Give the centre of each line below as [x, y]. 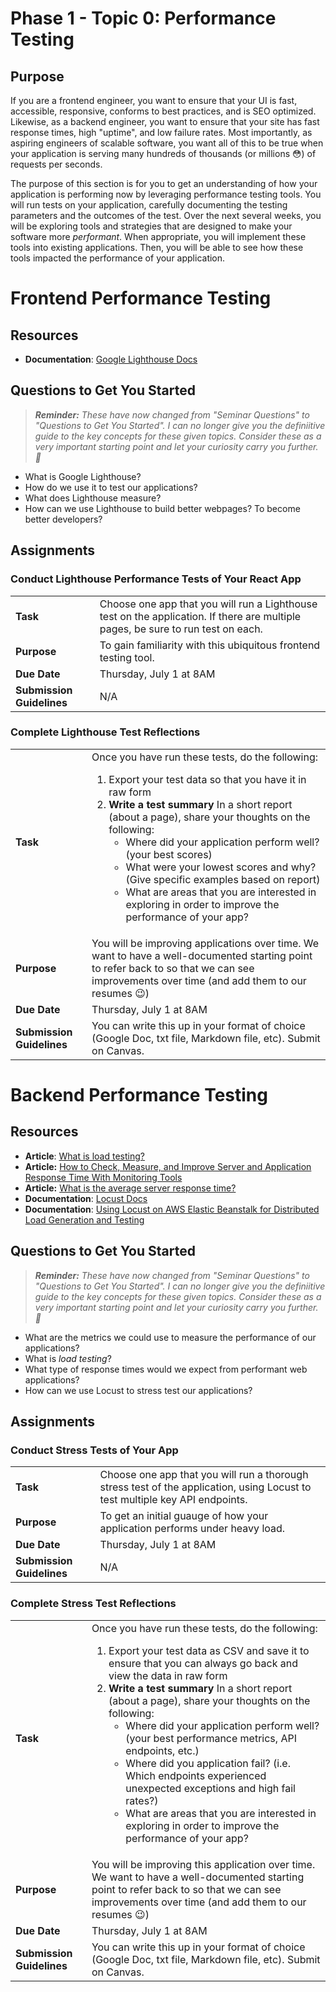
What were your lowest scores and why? [221, 867]
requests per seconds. [56, 164]
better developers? [63, 519]
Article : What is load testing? [84, 1156]
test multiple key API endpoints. [173, 1500]
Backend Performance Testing [139, 1094]
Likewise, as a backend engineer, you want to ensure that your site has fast [165, 121]
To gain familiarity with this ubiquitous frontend [210, 645]
